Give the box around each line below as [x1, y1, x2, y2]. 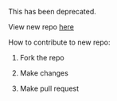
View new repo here [8, 22, 74, 31]
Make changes [19, 68, 69, 78]
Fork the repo [19, 53, 65, 62]
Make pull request [19, 84, 80, 93]
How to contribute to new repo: [8, 37, 111, 47]
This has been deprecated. [8, 7, 97, 16]
